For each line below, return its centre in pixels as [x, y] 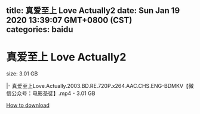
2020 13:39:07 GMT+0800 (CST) [69, 20]
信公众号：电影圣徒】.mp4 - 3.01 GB [51, 93]
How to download [28, 105]
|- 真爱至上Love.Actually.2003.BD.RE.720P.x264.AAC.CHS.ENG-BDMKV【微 [100, 86]
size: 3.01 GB [22, 74]
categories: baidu [40, 29]
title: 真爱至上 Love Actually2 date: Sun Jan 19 [93, 11]
